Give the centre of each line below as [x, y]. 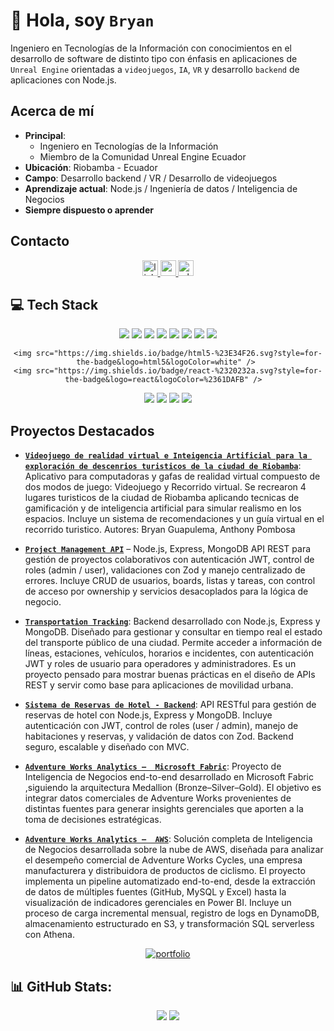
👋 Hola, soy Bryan [82, 20]
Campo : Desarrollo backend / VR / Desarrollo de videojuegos [151, 178]
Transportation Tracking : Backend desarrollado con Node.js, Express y [172, 621]
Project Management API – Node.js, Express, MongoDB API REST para [168, 549]
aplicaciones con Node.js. [63, 80]
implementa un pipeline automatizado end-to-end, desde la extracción [170, 881]
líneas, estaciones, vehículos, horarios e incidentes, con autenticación [169, 653]
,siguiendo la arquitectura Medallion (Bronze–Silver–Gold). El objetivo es [173, 788]
